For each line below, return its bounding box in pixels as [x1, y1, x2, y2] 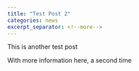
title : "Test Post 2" [7, 10, 71, 18]
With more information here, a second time [7, 56, 132, 65]
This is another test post [7, 43, 78, 51]
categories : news [7, 17, 59, 24]
